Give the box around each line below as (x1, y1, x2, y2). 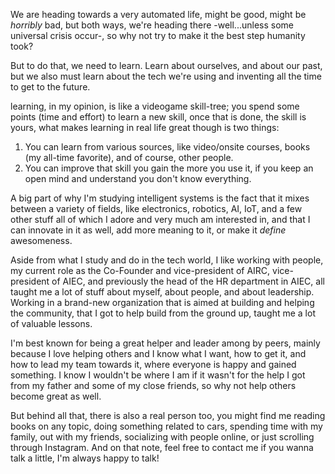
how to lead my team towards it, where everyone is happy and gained (10, 359, 297, 370)
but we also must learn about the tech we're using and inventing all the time (10, 70, 322, 82)
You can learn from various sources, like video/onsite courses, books (24, 141, 311, 153)
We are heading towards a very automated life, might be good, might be (10, 9, 307, 20)
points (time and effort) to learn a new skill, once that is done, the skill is (10, 111, 307, 123)
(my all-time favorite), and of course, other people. (24, 152, 234, 163)
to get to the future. (10, 81, 91, 93)
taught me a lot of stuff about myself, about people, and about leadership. (10, 286, 315, 298)
